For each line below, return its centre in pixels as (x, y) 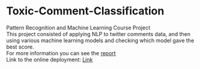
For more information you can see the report (61, 53)
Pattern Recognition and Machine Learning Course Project (78, 28)
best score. (20, 47)
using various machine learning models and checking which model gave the (100, 40)
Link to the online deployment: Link (50, 59)
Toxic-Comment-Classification (85, 11)
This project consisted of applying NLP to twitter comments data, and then (98, 34)
